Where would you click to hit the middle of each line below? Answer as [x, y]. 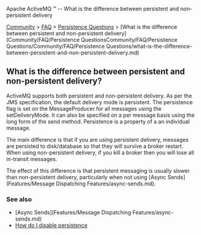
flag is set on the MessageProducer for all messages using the [84, 108]
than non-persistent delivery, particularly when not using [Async [86, 177]
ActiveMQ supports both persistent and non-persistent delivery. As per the [99, 96]
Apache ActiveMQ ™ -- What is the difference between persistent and [93, 9]
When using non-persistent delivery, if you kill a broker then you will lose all [100, 152]
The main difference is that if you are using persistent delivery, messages [97, 139]
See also [19, 199]
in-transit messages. [32, 159]
